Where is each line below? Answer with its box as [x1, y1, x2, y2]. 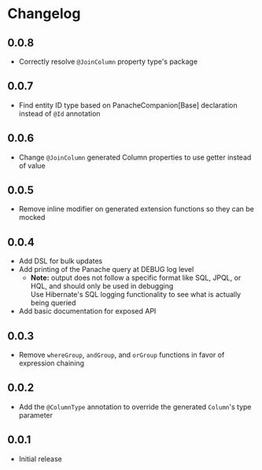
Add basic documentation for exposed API [18, 307, 157, 316]
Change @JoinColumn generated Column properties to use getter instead [18, 152, 252, 162]
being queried [30, 298, 76, 307]
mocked [18, 213, 46, 222]
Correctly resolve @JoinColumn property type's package [18, 57, 198, 66]
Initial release [18, 453, 62, 464]
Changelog [7, 5, 81, 23]
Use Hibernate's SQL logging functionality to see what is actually [30, 290, 242, 299]
